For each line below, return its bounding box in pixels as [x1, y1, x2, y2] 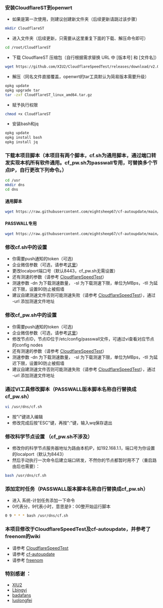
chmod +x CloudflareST [5, 111, 51, 116]
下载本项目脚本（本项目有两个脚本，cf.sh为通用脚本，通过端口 [5, 152, 151, 159]
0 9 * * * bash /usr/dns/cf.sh [5, 513, 68, 519]
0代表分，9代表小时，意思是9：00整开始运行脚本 [12, 503, 111, 509]
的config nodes [12, 342, 43, 348]
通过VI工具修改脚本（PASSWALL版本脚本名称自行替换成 [5, 386, 137, 393]
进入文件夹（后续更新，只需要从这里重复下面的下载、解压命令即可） [12, 36, 148, 41]
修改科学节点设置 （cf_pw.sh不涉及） [5, 433, 93, 440]
